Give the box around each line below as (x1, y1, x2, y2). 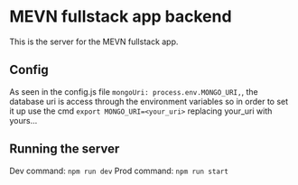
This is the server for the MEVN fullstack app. (9, 36, 179, 47)
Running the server (9, 142, 120, 157)
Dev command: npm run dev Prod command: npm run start (9, 165, 228, 176)
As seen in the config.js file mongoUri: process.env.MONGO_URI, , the (9, 86, 259, 97)
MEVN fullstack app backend (9, 6, 232, 27)
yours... (9, 115, 38, 125)
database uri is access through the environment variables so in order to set (9, 96, 289, 106)
